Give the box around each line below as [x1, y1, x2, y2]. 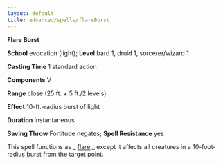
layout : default [7, 10, 54, 17]
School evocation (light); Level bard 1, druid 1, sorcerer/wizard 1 [7, 49, 189, 57]
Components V [7, 75, 52, 84]
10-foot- [193, 142, 216, 151]
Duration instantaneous [7, 115, 75, 124]
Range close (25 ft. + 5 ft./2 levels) [7, 89, 107, 97]
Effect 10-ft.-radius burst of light [7, 102, 100, 110]
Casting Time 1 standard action [7, 62, 97, 70]
